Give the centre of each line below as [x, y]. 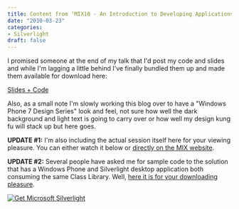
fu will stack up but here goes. [52, 126]
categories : [25, 27]
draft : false [27, 41]
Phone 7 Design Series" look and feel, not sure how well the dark [102, 111]
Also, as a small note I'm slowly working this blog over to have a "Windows [117, 103]
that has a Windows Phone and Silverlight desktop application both [106, 169]
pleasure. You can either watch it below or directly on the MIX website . [111, 148]
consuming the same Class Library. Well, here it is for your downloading [113, 177]
